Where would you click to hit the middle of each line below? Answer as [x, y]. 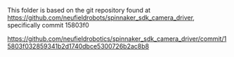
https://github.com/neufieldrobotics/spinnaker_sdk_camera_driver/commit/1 [117, 39]
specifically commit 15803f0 [48, 25]
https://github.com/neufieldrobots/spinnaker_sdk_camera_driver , [101, 18]
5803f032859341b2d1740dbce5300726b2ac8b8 [78, 46]
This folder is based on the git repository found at [79, 10]
